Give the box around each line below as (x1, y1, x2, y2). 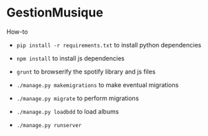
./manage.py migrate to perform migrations (16, 94, 139, 102)
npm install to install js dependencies (16, 54, 125, 63)
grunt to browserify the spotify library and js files (16, 67, 156, 76)
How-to (6, 27, 28, 36)
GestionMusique (6, 5, 104, 21)
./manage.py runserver (16, 122, 82, 128)
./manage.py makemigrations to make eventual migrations (16, 80, 179, 89)
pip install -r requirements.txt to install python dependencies (16, 41, 202, 49)
